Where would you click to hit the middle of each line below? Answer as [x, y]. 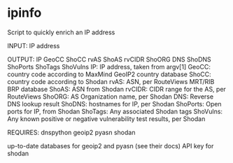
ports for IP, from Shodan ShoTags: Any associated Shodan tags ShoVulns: [115, 111]
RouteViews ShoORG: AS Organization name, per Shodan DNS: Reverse [111, 97]
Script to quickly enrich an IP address [61, 32]
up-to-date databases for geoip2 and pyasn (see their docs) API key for [111, 146]
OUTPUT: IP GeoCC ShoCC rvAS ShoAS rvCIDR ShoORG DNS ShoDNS [109, 59]
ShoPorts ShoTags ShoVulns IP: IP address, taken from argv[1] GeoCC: [109, 66]
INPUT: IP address [34, 45]
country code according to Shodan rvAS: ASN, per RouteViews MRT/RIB [111, 81]
